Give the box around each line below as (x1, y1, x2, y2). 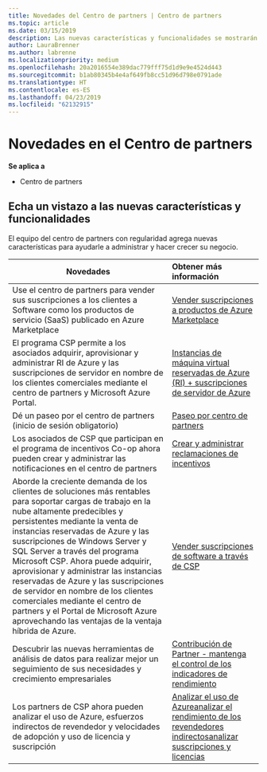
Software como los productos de (12, 304, 135, 315)
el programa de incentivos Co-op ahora (12, 443, 161, 454)
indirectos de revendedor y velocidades (12, 721, 161, 732)
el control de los (172, 658, 232, 669)
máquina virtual (172, 356, 230, 368)
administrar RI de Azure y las (12, 356, 119, 368)
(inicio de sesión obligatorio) (12, 419, 119, 431)
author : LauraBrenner (8, 41, 80, 49)
